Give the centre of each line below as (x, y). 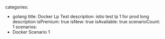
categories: (17, 7)
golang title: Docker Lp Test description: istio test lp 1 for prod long (81, 16)
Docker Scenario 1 (31, 32)
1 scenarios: (25, 27)
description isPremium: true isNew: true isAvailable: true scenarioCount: (86, 22)
